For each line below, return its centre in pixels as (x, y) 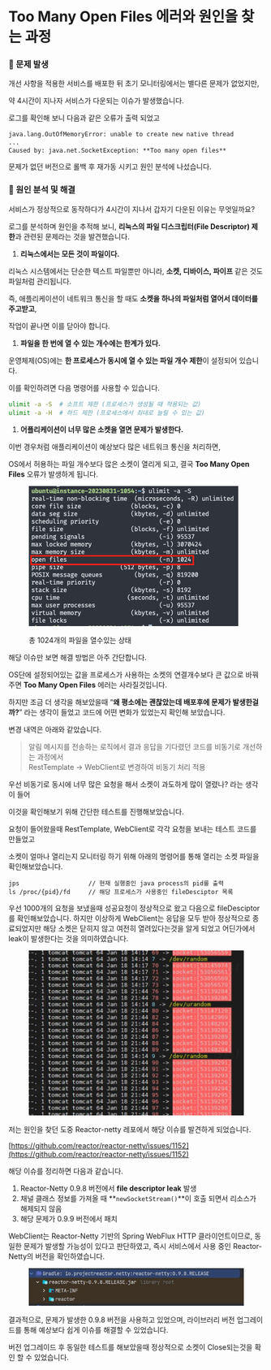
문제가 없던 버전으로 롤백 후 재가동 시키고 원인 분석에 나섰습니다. (110, 166)
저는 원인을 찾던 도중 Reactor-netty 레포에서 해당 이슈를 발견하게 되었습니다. (130, 1130)
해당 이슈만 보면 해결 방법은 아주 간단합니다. (78, 657)
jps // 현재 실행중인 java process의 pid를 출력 (116, 883)
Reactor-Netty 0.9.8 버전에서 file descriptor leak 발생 (108, 1188)
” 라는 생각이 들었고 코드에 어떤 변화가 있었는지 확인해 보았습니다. (122, 712)
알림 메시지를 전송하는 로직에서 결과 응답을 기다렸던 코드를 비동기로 (134, 746)
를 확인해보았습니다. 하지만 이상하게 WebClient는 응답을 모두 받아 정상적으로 (129, 918)
